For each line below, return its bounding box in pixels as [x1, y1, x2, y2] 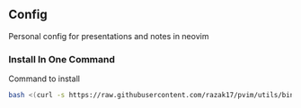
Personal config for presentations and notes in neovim [8, 30, 209, 41]
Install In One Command [8, 53, 116, 65]
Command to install [8, 73, 80, 84]
